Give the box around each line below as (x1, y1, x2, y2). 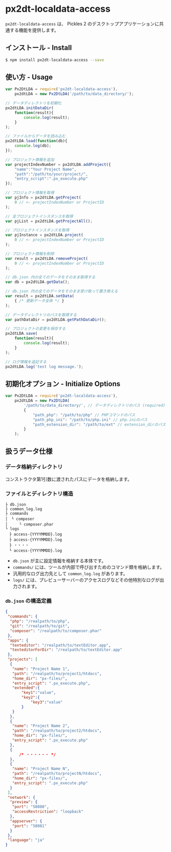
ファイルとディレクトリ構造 (5, 490, 73, 497)
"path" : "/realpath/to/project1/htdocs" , (12, 671, 102, 676)
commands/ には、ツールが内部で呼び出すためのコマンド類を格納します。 (12, 564, 165, 571)
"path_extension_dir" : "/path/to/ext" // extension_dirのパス (32, 422, 166, 427)
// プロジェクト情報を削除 (5, 251, 55, 256)
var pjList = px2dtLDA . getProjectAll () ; (5, 219, 93, 224)
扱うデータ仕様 (5, 447, 53, 455)
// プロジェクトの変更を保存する (5, 326, 66, 332)
